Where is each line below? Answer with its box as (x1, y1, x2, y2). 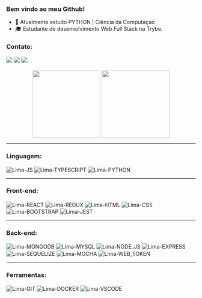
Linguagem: (6, 152, 42, 160)
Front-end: (6, 187, 38, 195)
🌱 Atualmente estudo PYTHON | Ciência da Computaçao (14, 19, 155, 26)
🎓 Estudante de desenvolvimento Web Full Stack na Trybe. (14, 25, 163, 33)
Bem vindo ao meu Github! (6, 5, 85, 13)
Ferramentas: (6, 270, 47, 279)
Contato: (6, 43, 33, 51)
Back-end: (6, 229, 37, 237)
